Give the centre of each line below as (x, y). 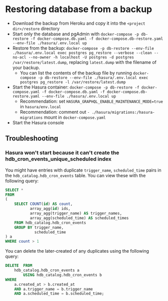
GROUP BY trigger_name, (39, 228)
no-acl (19, 57)
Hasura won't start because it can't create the (62, 153)
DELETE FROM (19, 266)
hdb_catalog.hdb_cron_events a (47, 270)
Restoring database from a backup (79, 9)
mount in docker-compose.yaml (75, 117)
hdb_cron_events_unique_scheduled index (58, 159)
